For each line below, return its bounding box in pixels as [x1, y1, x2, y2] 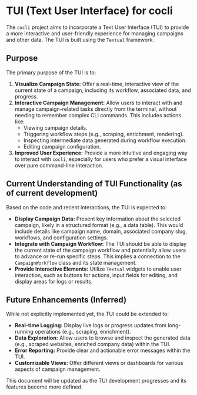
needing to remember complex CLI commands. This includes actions [14, 111, 181, 119]
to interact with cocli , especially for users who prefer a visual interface [14, 155, 187, 163]
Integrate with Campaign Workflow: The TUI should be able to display [14, 240, 187, 247]
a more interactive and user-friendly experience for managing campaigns [6, 29, 183, 37]
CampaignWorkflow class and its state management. [14, 259, 137, 266]
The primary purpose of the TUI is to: [6, 69, 96, 76]
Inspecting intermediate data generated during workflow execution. [23, 137, 187, 144]
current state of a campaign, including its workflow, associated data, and [14, 87, 191, 94]
